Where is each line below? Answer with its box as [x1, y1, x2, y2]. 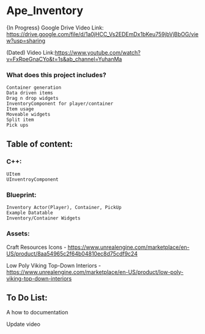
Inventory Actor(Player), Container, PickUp [6, 205, 122, 211]
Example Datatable [6, 210, 53, 216]
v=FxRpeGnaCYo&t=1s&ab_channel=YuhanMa [6, 55, 122, 63]
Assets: [6, 229, 30, 238]
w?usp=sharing [6, 37, 46, 44]
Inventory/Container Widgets [6, 215, 81, 221]
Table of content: [6, 139, 73, 149]
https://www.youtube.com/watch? [54, 48, 141, 56]
